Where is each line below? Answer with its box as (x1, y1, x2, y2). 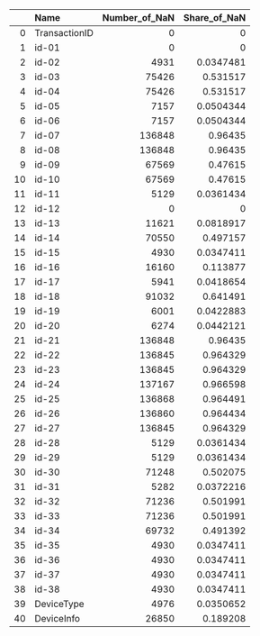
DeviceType (34, 598, 85, 610)
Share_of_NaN (183, 12, 247, 23)
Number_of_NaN (102, 12, 175, 23)
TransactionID (34, 27, 94, 39)
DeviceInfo (34, 613, 81, 624)
